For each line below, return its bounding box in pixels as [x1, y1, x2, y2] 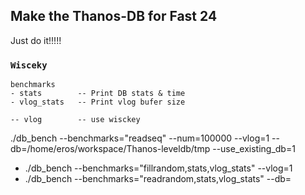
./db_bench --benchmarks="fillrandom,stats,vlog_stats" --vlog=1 [24, 162, 293, 174]
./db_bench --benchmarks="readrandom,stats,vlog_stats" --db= [24, 173, 292, 185]
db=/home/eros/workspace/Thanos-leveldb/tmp [10, 143, 211, 155]
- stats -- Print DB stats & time [10, 89, 186, 99]
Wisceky [10, 59, 48, 71]
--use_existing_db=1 [212, 143, 296, 155]
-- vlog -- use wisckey [10, 115, 141, 125]
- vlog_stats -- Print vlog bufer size [10, 97, 186, 108]
